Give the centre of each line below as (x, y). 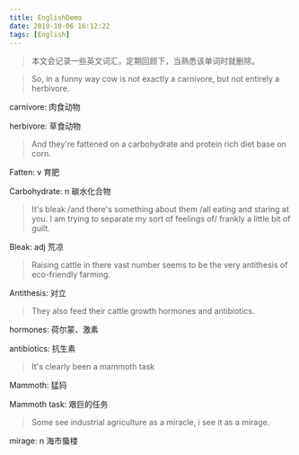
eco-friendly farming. (70, 274)
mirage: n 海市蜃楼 (44, 441)
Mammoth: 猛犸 (38, 385)
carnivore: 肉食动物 (45, 107)
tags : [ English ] (40, 34)
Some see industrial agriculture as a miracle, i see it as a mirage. (150, 423)
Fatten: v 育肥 (35, 173)
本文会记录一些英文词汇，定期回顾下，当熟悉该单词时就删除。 (145, 61)
